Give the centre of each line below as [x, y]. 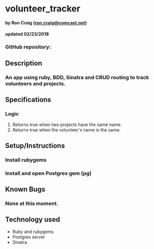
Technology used [33, 220]
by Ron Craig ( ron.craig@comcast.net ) [46, 22]
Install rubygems [26, 160]
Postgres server [29, 237]
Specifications [28, 100]
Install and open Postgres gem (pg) [48, 173]
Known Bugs [25, 189]
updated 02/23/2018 [27, 34]
